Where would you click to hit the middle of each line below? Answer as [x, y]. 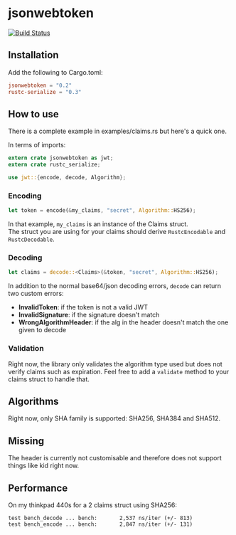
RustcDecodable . [32, 239]
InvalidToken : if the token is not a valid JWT [83, 307]
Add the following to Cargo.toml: [55, 72]
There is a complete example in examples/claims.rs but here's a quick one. [117, 131]
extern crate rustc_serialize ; [54, 165]
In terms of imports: [37, 145]
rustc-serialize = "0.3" [45, 92]
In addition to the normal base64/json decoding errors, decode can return [115, 286]
